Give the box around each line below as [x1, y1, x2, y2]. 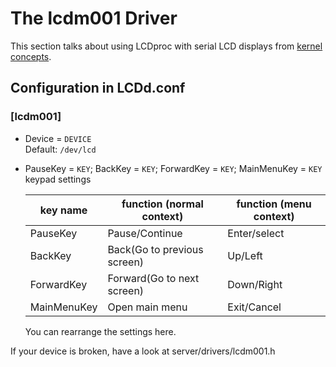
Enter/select [227, 226, 285, 240]
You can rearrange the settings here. [24, 325, 177, 337]
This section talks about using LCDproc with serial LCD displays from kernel [10, 40, 323, 52]
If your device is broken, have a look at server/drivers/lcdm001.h [10, 345, 276, 357]
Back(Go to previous [107, 242, 204, 256]
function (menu [236, 197, 312, 211]
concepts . [10, 50, 52, 62]
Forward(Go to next [107, 271, 200, 285]
